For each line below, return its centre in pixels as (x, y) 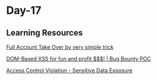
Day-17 (24, 11)
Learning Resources (44, 33)
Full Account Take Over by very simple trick (60, 47)
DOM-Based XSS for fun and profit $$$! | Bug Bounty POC (79, 59)
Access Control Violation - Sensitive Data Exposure (70, 70)
